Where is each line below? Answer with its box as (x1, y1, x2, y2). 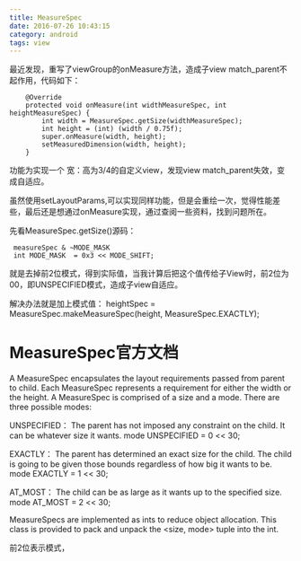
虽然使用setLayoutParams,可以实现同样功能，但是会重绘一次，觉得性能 (9, 195, 273, 206)
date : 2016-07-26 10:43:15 (9, 22, 111, 31)
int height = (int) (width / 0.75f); (41, 125, 182, 134)
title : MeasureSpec (9, 13, 83, 22)
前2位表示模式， (9, 542, 70, 553)
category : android (9, 30, 78, 39)
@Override (25, 93, 63, 102)
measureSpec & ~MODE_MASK (13, 243, 111, 252)
